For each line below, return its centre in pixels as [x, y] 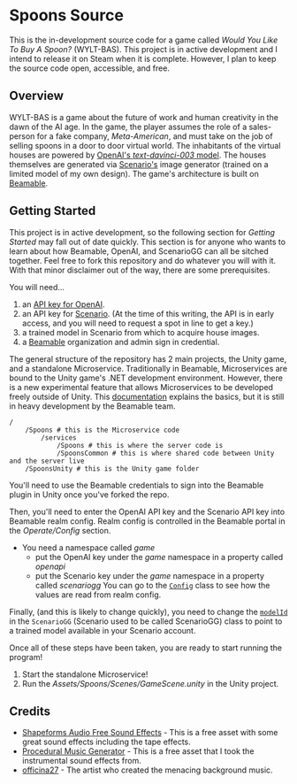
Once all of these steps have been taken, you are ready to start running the [146, 648]
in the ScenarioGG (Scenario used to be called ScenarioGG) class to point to [146, 621]
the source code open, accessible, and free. [90, 68]
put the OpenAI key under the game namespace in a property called [159, 557]
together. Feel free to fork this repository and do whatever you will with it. [143, 260]
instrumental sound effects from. [81, 761]
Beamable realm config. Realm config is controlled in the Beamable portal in [147, 521]
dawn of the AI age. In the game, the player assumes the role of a [128, 127]
